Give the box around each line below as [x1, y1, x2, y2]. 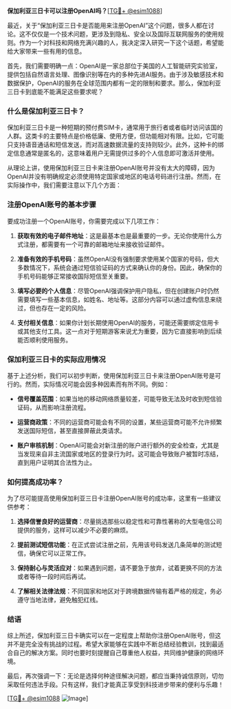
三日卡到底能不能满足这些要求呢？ [7, 87, 104, 96]
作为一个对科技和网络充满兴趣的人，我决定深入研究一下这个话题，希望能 [19, 39, 224, 47]
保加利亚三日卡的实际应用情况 [7, 354, 107, 364]
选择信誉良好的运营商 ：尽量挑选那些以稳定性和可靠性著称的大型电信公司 [16, 518, 222, 526]
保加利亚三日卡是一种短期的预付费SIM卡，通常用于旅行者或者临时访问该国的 [7, 123, 223, 131]
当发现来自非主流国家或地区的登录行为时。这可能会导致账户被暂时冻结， [16, 449, 222, 458]
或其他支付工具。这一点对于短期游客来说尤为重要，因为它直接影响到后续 [16, 327, 222, 335]
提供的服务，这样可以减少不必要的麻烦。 [16, 526, 132, 534]
